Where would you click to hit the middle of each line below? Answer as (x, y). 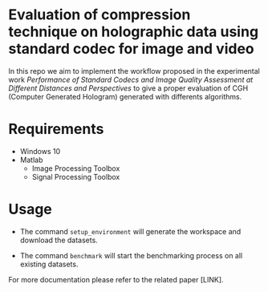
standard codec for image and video (131, 49)
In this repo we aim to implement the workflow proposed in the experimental (134, 71)
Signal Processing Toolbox (76, 176)
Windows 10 (40, 151)
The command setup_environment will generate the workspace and (130, 231)
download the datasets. (59, 240)
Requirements (56, 129)
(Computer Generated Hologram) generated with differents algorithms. (125, 96)
